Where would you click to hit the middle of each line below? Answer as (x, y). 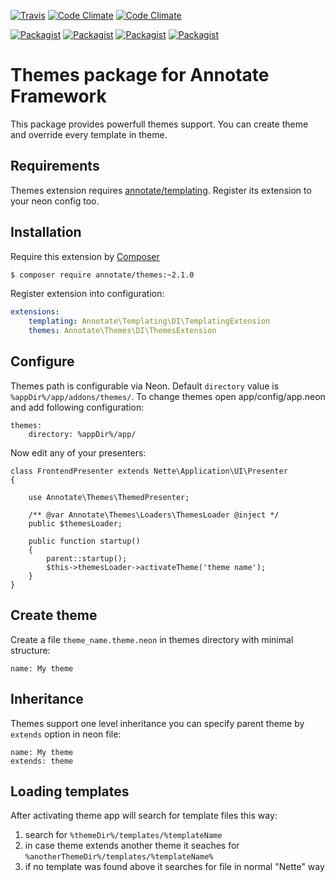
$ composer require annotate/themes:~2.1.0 (102, 275)
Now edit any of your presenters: (78, 452)
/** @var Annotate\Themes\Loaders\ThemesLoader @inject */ (154, 515)
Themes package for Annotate (140, 75)
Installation (46, 232)
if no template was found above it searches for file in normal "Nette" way (174, 867)
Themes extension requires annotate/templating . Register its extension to (161, 190)
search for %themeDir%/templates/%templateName (123, 835)
